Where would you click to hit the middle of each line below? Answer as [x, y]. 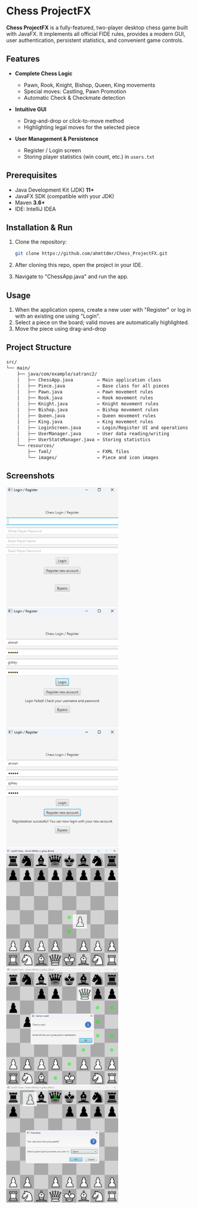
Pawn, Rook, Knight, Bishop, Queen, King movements [90, 85]
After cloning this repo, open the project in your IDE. [79, 265]
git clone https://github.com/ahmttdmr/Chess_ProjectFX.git [91, 254]
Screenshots [30, 476]
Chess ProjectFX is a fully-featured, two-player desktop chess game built [97, 27]
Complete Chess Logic [44, 73]
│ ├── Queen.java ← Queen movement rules [87, 416]
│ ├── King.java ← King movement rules [85, 422]
